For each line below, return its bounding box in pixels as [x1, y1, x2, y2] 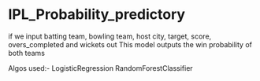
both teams [8, 48, 46, 57]
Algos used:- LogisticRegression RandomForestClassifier [8, 63, 193, 72]
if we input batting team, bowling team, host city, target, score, [8, 31, 212, 41]
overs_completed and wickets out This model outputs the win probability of [8, 39, 252, 49]
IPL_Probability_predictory [8, 6, 186, 24]
